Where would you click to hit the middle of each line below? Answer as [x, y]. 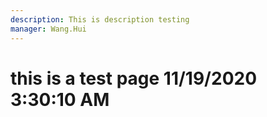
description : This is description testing [100, 19]
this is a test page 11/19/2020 [134, 78]
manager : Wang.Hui [48, 29]
